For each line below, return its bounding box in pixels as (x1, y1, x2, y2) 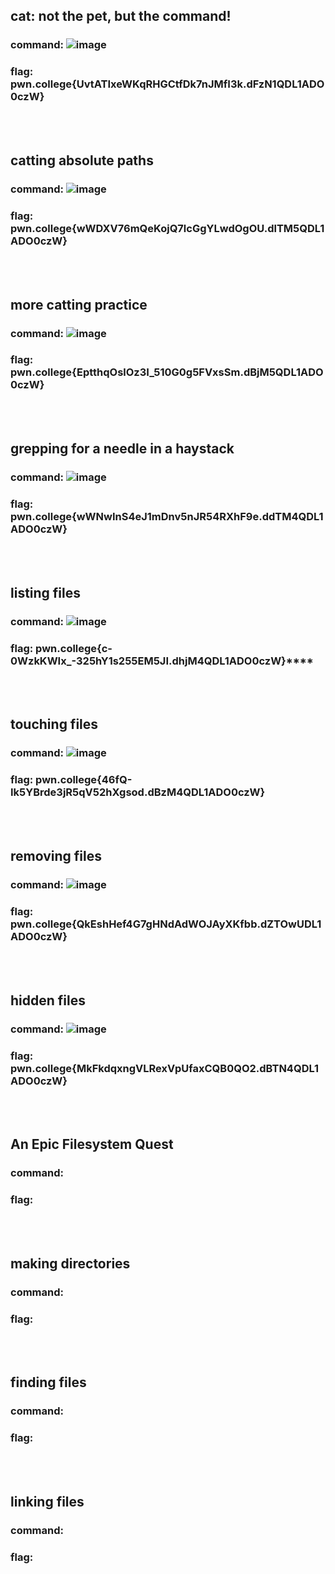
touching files (10, 716, 99, 733)
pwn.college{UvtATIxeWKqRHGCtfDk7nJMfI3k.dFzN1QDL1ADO (10, 77, 325, 91)
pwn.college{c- (35, 641, 113, 655)
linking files (10, 1494, 85, 1511)
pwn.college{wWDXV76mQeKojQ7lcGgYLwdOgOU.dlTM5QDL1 (10, 221, 325, 235)
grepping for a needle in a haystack (10, 440, 235, 458)
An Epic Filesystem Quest (10, 1136, 174, 1153)
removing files (10, 848, 102, 865)
